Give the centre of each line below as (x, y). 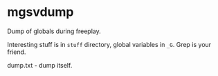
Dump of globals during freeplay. (54, 31)
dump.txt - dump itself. (40, 65)
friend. (17, 52)
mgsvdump (40, 12)
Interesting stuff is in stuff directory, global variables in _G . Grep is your (109, 44)
